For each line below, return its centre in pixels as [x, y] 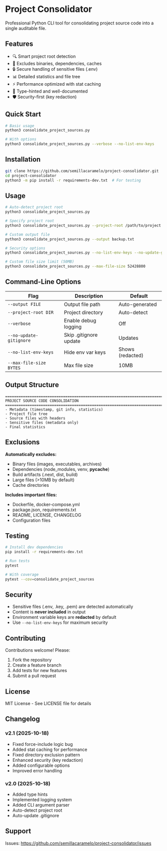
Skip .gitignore [81, 335]
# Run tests [17, 561]
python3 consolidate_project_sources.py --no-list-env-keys [69, 253]
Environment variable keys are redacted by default [64, 617]
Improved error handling [37, 770]
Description [89, 296]
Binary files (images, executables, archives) [57, 464]
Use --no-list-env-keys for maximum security [60, 623]
